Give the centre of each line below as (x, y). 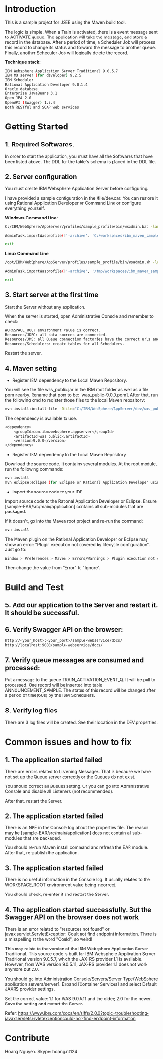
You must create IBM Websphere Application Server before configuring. (77, 188)
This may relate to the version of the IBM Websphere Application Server (77, 949)
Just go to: (16, 549)
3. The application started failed (54, 868)
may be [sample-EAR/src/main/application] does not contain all (68, 833)
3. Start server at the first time (52, 295)
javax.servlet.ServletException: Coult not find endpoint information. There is (81, 934)
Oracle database (21, 89)
